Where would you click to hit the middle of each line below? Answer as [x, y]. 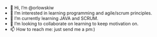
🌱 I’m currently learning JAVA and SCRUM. [54, 18]
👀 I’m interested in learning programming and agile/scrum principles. [81, 13]
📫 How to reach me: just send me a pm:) [53, 29]
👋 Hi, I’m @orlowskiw [32, 8]
